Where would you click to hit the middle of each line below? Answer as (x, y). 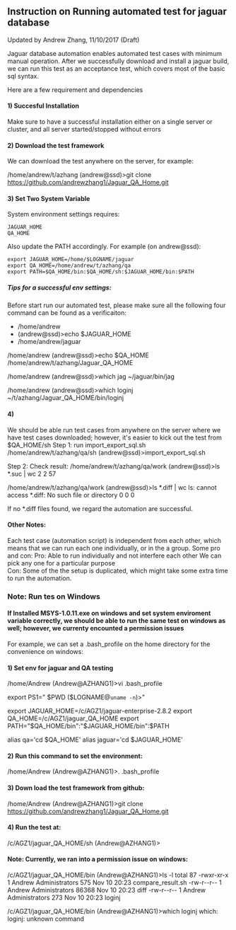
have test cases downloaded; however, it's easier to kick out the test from (115, 437)
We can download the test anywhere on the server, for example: (101, 161)
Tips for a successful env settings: (59, 288)
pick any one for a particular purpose (61, 563)
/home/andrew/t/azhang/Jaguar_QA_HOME (70, 363)
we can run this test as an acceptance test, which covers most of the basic (116, 68)
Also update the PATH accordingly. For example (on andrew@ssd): (104, 246)
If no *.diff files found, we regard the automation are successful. (100, 508)
